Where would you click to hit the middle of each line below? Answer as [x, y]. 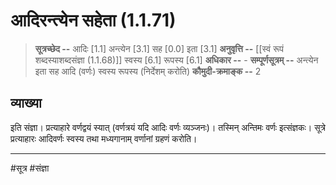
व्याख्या [26, 103]
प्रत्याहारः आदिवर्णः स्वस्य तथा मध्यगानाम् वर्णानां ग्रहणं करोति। [104, 138]
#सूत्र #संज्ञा [30, 168]
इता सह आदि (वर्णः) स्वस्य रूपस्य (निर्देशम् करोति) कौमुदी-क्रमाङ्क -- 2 [148, 71]
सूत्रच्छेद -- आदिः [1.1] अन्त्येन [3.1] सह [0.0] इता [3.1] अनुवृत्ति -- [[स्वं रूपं [159, 48]
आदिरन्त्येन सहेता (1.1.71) [93, 20]
